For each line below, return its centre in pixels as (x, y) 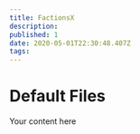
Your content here (43, 121)
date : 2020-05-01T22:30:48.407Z (70, 43)
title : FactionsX (42, 18)
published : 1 (34, 34)
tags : (19, 52)
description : (34, 26)
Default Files (58, 96)
